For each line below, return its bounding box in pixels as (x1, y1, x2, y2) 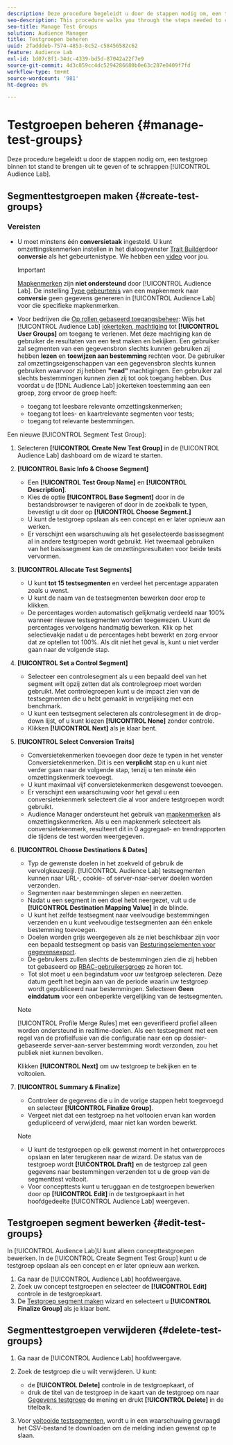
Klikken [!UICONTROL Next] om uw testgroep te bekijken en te (17, 1061, 198, 1070)
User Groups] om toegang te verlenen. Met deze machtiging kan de (17, 329, 212, 338)
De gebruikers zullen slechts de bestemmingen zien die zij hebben (27, 955, 218, 963)
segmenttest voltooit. (27, 1175, 89, 1183)
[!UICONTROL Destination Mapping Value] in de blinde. (27, 903, 189, 911)
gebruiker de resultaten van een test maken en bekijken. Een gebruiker (17, 336, 220, 345)
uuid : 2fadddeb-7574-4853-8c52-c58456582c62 (7, 42, 138, 49)
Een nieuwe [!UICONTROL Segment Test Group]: (7, 430, 147, 439)
